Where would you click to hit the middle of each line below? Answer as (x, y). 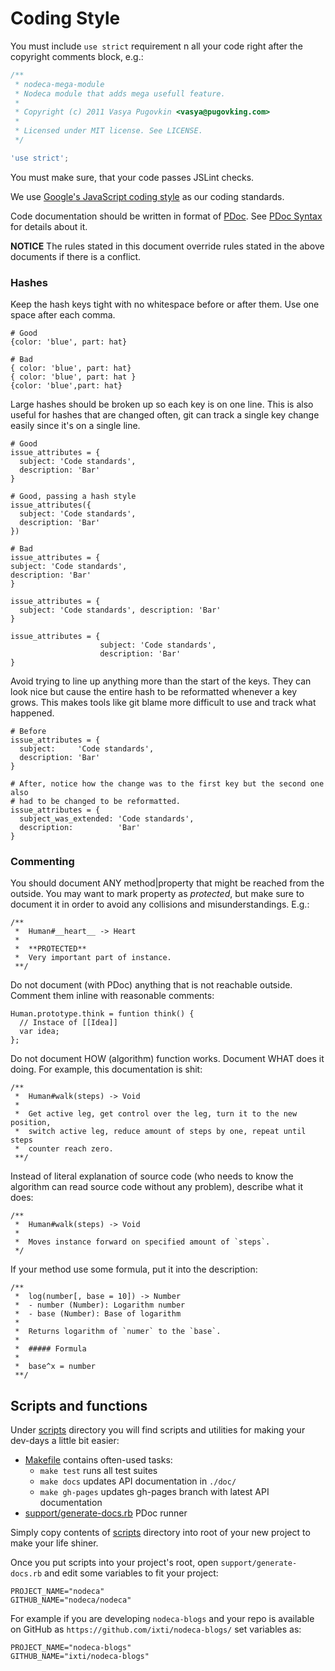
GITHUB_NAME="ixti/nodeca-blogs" (80, 1657)
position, (31, 1123)
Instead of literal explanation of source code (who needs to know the (152, 1176)
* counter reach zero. (64, 1149)
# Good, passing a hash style (73, 497)
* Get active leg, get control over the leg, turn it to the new (156, 1114)
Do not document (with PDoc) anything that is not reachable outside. (151, 985)
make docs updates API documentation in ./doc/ (138, 1481)
